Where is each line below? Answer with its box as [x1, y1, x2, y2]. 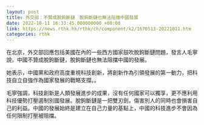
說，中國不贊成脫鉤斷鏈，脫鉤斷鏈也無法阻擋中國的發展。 [6, 56, 150, 63]
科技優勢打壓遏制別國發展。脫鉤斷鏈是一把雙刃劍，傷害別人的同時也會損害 [6, 97, 192, 104]
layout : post [6, 8, 39, 15]
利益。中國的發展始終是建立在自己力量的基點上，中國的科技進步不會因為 [16, 104, 198, 112]
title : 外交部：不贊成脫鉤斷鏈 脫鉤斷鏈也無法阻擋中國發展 [6, 14, 138, 21]
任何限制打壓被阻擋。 [6, 112, 59, 120]
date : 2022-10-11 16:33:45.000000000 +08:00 [6, 20, 121, 26]
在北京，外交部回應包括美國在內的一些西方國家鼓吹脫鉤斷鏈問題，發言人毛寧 [6, 49, 198, 56]
